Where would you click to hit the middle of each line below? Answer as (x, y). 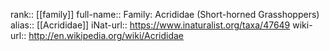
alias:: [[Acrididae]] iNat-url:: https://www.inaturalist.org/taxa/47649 (150, 25)
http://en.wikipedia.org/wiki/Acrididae (106, 35)
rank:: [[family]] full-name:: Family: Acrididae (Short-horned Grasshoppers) (165, 14)
